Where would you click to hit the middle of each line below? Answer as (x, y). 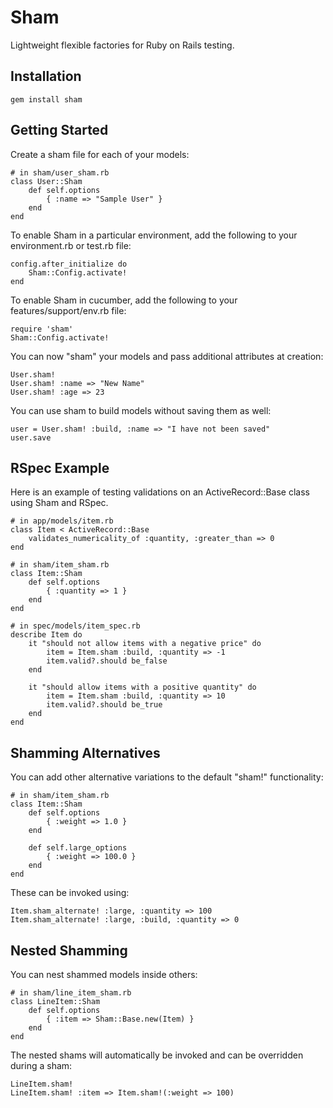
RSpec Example (60, 467)
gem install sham (46, 99)
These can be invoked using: (70, 893)
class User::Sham (46, 181)
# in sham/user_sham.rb (60, 172)
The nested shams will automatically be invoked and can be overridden (157, 1055)
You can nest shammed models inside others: (104, 974)
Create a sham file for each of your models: (100, 154)
